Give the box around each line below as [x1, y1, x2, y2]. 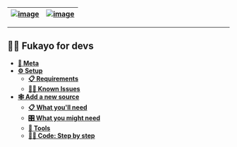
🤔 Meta [17, 59, 39, 67]
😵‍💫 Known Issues [28, 84, 80, 93]
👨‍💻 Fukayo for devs [7, 40, 94, 52]
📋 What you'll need [28, 102, 87, 112]
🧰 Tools [28, 124, 51, 132]
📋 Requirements [28, 74, 79, 83]
